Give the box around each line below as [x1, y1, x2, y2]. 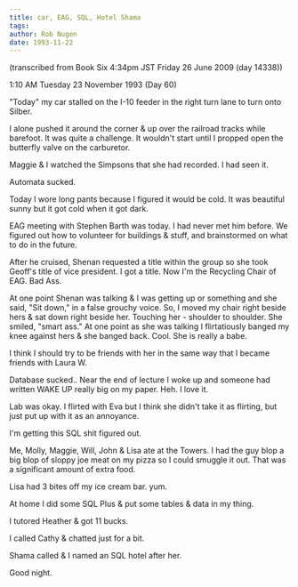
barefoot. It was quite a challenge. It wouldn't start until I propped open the [9, 133, 284, 143]
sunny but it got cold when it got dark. [9, 204, 149, 214]
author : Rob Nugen [9, 29, 77, 38]
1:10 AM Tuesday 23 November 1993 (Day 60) [9, 79, 177, 90]
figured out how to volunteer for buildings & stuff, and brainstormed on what [9, 230, 288, 241]
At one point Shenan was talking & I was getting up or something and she [9, 293, 278, 303]
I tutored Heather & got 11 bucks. [9, 516, 129, 527]
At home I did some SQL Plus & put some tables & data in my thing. [9, 499, 254, 510]
